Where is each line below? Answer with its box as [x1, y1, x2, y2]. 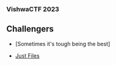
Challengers [6, 24, 54, 34]
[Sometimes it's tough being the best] [15, 40, 111, 47]
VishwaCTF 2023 [6, 5, 60, 13]
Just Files [15, 52, 40, 59]
